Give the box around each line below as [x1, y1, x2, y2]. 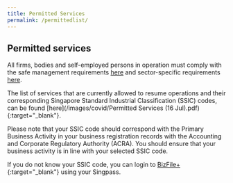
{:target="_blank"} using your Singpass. [7, 168, 121, 176]
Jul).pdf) [175, 104, 200, 112]
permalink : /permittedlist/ [7, 17, 89, 24]
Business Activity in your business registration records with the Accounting [7, 132, 222, 141]
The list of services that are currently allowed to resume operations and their [7, 89, 226, 97]
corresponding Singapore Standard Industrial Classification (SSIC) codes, [7, 97, 217, 105]
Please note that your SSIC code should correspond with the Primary [7, 125, 205, 133]
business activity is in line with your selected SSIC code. [7, 147, 169, 155]
